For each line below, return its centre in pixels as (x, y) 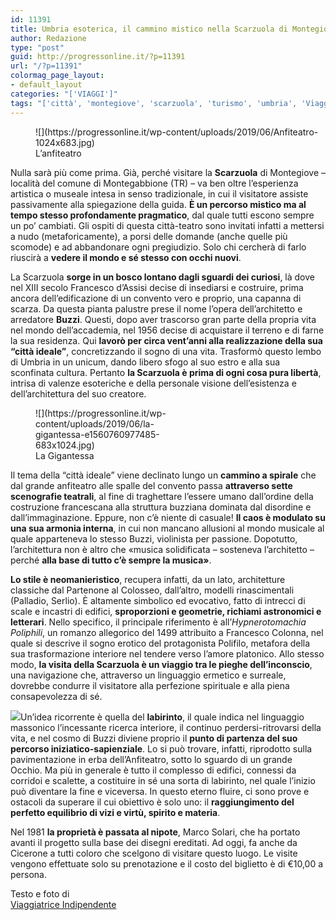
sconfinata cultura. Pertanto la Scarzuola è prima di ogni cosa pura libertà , (166, 372)
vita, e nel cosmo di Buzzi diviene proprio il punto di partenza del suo (154, 738)
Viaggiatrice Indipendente (63, 904)
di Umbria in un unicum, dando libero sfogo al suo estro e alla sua (145, 362)
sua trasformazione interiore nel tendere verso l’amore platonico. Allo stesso (167, 653)
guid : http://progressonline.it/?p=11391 (98, 57)
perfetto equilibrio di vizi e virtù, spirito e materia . (115, 812)
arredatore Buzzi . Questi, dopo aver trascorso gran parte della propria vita (163, 319)
